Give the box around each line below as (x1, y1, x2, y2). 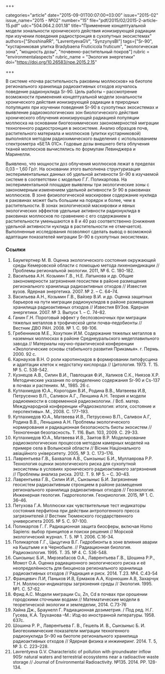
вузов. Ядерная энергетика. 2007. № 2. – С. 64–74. (12, 288, 119, 295)
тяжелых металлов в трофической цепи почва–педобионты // (12, 320, 142, 326)
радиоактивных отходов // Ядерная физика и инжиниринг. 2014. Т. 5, (12, 638, 158, 644)
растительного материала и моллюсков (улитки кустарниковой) (5, 131, 141, 136)
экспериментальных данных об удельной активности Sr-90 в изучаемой (5, 171, 159, 177)
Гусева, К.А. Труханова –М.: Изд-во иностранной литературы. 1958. (12, 612, 155, 618)
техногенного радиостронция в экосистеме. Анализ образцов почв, (5, 125, 149, 131)
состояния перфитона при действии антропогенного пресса (12, 508, 139, 514)
